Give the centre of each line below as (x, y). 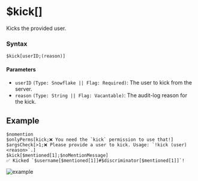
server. (24, 89)
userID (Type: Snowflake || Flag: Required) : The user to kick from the (103, 83)
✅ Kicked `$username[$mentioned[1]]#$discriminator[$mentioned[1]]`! (95, 161)
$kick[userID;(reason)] (36, 56)
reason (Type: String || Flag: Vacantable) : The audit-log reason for (101, 95)
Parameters (21, 69)
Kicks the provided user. (36, 28)
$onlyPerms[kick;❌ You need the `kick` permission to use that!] (90, 140)
